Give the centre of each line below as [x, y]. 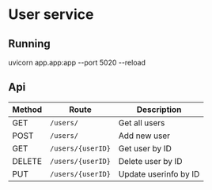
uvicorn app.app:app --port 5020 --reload [77, 62]
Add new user [144, 136]
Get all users [142, 122]
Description [159, 110]
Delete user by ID [150, 161]
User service [51, 15]
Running [30, 44]
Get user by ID [145, 148]
